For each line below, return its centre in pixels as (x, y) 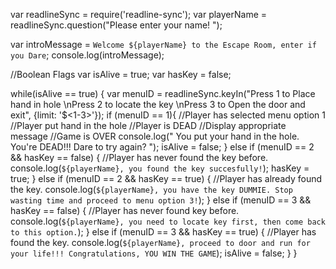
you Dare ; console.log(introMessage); (87, 55)
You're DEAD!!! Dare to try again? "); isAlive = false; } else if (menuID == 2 (162, 147)
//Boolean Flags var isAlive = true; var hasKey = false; (121, 74)
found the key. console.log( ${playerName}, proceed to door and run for (160, 242)
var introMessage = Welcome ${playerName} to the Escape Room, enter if (163, 44)
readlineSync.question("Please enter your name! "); (116, 25)
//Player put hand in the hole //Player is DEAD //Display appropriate (148, 125)
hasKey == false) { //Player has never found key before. (125, 210)
